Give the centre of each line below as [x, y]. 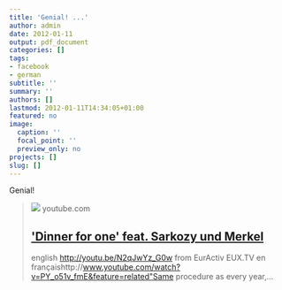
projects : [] [33, 157]
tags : [19, 58]
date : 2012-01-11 [41, 34]
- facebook [29, 67]
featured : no [33, 116]
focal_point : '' [47, 141]
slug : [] [25, 165]
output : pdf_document [49, 42]
